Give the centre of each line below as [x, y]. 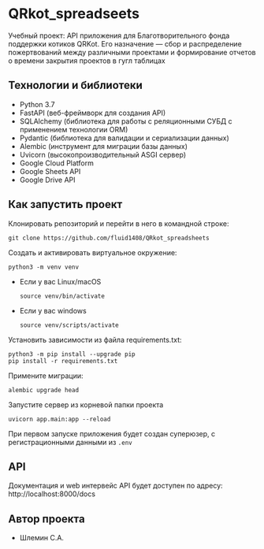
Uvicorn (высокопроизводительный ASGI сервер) [103, 154]
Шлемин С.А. [42, 538]
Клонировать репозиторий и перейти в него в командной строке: [119, 223]
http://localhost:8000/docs [52, 494]
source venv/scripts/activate [69, 325]
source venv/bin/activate [62, 296]
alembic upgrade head [44, 390]
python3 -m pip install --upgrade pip [72, 354]
